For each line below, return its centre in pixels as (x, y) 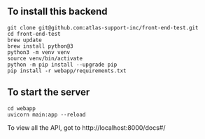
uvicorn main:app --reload (47, 114)
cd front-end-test (34, 34)
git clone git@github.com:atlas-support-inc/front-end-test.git (103, 27)
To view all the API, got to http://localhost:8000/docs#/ (86, 127)
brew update (24, 40)
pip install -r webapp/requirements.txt (67, 71)
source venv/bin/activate (45, 58)
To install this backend (57, 12)
